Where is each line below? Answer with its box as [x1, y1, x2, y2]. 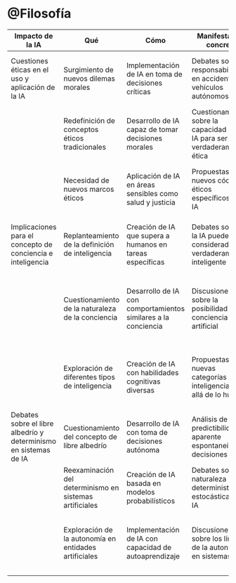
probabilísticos [126, 496, 176, 506]
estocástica [191, 491, 230, 501]
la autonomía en [63, 533, 117, 543]
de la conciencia [63, 312, 118, 322]
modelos [126, 487, 156, 497]
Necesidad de [63, 175, 110, 185]
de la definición [63, 240, 114, 249]
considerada [191, 240, 233, 249]
